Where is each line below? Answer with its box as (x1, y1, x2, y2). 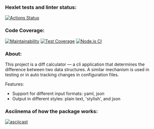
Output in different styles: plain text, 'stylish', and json (12, 95, 121, 101)
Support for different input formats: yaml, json (12, 91, 105, 96)
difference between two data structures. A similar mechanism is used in (5, 66, 150, 72)
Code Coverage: (5, 27, 45, 34)
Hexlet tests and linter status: (5, 4, 77, 11)
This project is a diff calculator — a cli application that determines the (5, 61, 145, 67)
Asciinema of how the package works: (5, 108, 98, 114)
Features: (5, 81, 24, 87)
